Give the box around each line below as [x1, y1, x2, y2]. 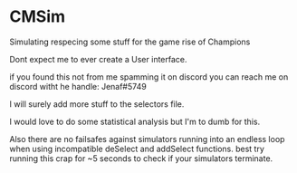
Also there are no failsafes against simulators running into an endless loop [9, 133, 285, 144]
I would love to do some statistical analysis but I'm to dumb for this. [9, 116, 261, 127]
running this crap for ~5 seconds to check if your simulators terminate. [9, 152, 273, 164]
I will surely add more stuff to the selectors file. [9, 98, 185, 110]
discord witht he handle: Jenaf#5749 [9, 81, 147, 91]
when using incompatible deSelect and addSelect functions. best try [9, 143, 264, 154]
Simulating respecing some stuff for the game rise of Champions [9, 36, 251, 47]
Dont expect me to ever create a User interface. [9, 53, 187, 64]
